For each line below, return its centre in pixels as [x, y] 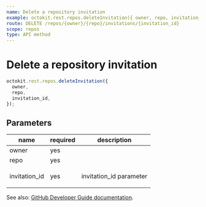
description [114, 140]
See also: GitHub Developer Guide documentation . [70, 198]
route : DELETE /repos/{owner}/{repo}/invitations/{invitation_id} [93, 23]
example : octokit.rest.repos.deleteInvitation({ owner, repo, [87, 18]
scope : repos [23, 29]
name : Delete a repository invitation [56, 12]
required [63, 140]
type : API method [29, 35]
